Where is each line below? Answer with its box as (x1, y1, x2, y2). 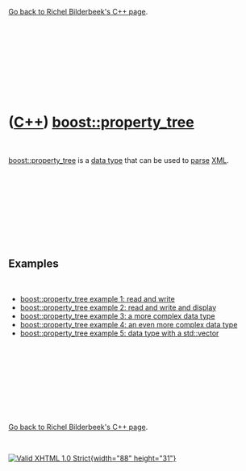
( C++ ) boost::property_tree (8, 113, 195, 131)
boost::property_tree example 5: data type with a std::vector (19, 328, 219, 338)
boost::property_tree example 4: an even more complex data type (19, 319, 238, 329)
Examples (8, 257, 59, 271)
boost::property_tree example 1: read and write (19, 294, 175, 303)
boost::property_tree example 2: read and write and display (19, 302, 217, 312)
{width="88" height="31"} (90, 453, 177, 463)
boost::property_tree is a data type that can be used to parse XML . (8, 155, 230, 165)
